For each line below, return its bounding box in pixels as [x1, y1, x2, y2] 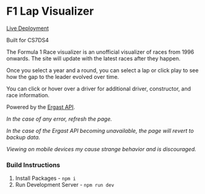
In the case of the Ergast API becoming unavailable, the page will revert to [6, 127, 194, 134]
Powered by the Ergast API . [6, 103, 75, 111]
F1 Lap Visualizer [6, 4, 94, 18]
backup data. [6, 133, 40, 141]
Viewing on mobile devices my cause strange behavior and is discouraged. [6, 145, 197, 152]
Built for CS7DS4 [6, 36, 49, 43]
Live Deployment [6, 24, 49, 32]
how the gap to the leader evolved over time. [6, 73, 119, 80]
